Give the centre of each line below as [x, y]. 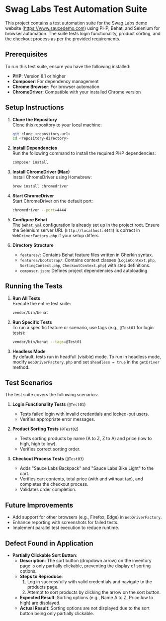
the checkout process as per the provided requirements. [63, 39]
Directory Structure [33, 245]
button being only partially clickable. [57, 613]
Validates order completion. [48, 489]
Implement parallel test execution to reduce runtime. [66, 528]
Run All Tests [26, 298]
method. [21, 367]
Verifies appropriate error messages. [57, 419]
